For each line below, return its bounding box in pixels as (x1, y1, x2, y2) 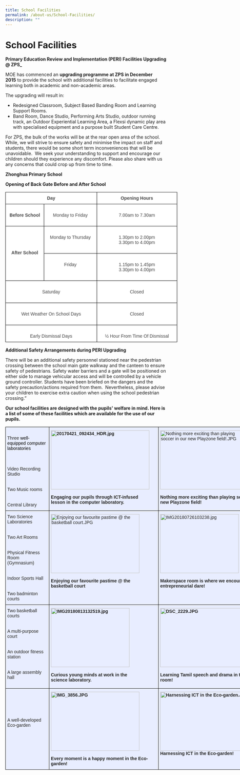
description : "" (5, 17, 40, 22)
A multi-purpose (7, 628, 39, 634)
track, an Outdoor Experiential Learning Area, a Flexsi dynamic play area (12, 119, 166, 125)
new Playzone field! (159, 499, 202, 506)
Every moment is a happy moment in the (51, 755, 137, 762)
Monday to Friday (53, 212, 88, 218)
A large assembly (7, 669, 42, 675)
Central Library (7, 502, 37, 508)
